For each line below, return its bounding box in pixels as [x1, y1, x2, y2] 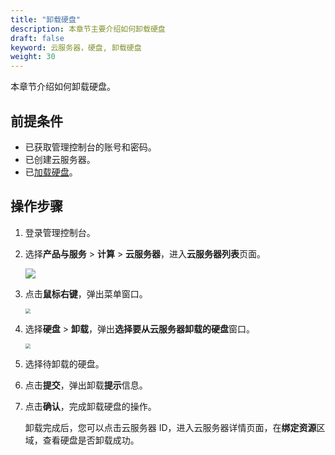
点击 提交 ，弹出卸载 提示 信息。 [24, 379, 148, 391]
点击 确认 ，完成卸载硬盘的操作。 [24, 400, 157, 412]
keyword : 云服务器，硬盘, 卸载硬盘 [10, 42, 142, 53]
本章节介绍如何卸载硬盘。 [10, 81, 116, 93]
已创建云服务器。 [24, 153, 96, 165]
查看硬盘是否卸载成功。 [42, 434, 140, 446]
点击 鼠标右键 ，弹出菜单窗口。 [24, 287, 148, 300]
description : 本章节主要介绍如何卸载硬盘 [10, 24, 166, 34]
